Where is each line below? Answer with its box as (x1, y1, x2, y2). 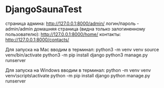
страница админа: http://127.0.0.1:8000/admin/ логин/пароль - (5, 20, 139, 26)
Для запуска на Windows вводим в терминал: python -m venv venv (5, 67, 151, 73)
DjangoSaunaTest (5, 4, 82, 15)
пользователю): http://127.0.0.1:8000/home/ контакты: (5, 31, 121, 37)
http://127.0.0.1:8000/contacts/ (5, 37, 69, 43)
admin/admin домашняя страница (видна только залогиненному (5, 25, 146, 32)
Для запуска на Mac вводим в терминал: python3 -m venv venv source (5, 46, 159, 52)
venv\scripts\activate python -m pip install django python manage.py (5, 72, 151, 78)
